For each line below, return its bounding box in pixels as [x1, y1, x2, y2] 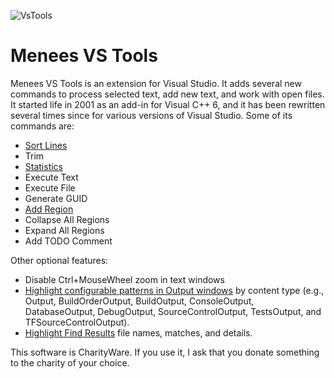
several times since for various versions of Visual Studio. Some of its [10, 109, 293, 121]
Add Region [24, 203, 74, 215]
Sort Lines [24, 139, 68, 151]
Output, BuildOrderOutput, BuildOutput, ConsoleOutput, [24, 295, 255, 307]
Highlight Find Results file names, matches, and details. [24, 326, 253, 339]
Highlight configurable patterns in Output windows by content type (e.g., [24, 284, 325, 296]
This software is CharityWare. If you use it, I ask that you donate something [10, 346, 320, 358]
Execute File [24, 181, 76, 194]
